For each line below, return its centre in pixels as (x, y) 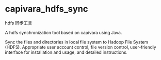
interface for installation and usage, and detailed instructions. (66, 52)
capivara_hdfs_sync (47, 9)
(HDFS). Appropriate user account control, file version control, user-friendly (81, 47)
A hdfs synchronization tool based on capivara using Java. (64, 32)
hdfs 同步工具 (19, 23)
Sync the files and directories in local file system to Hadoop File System (77, 42)
